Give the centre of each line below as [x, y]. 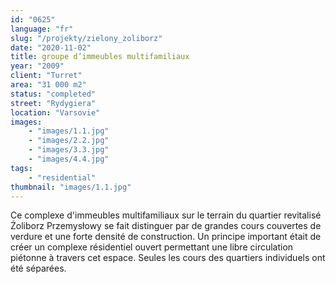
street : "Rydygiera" [53, 103]
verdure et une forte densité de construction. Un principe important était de [166, 237]
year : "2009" [37, 66]
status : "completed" [53, 94]
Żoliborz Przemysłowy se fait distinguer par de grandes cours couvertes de [166, 226]
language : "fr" [42, 29]
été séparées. [38, 268]
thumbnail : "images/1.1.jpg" [71, 187]
